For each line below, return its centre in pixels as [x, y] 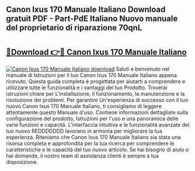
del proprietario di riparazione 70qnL [74, 28]
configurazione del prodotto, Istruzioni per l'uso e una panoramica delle [92, 118]
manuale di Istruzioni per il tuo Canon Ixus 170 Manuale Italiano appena [91, 75]
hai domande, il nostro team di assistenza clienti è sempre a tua [83, 156]
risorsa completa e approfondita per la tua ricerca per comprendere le [90, 143]
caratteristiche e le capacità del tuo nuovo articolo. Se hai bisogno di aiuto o [97, 149]
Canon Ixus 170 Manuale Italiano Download [86, 10]
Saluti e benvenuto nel [143, 69]
